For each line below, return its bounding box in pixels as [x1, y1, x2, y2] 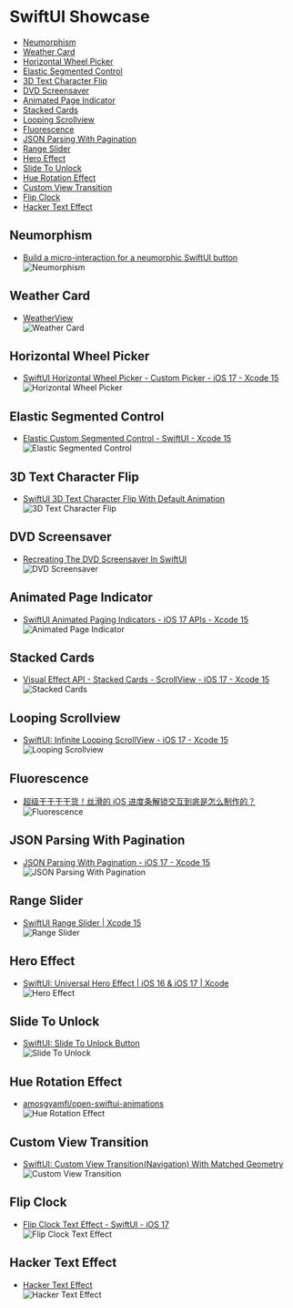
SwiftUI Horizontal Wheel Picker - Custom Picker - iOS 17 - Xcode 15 [22, 372, 279, 384]
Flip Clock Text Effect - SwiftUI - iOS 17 [22, 1219, 170, 1230]
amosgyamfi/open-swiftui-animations [22, 1098, 164, 1109]
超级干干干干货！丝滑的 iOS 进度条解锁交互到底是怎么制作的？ [22, 796, 257, 807]
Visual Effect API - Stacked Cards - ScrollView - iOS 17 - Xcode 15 [22, 674, 270, 685]
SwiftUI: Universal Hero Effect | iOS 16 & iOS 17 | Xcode [22, 978, 229, 989]
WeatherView [22, 312, 74, 323]
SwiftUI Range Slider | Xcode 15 [22, 917, 142, 928]
